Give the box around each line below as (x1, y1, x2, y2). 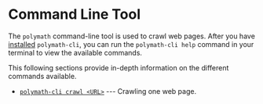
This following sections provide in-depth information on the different (8, 63, 229, 72)
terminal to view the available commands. (8, 48, 143, 57)
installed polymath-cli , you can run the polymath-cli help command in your (8, 39, 254, 48)
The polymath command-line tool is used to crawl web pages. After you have (8, 31, 255, 41)
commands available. (8, 71, 77, 81)
